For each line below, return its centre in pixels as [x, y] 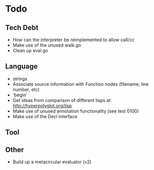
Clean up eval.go [30, 50]
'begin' [20, 95]
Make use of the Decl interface [45, 116]
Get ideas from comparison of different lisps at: [62, 100]
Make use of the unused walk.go [47, 45]
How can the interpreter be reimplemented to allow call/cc [73, 40]
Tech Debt [22, 28]
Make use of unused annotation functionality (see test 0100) [76, 111]
